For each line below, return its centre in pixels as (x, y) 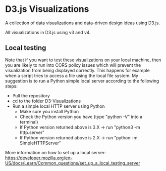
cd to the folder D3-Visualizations (46, 101)
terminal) (29, 122)
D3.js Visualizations (47, 9)
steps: (11, 86)
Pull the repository (31, 95)
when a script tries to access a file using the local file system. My (72, 76)
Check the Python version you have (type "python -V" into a (81, 117)
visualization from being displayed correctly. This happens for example (78, 70)
